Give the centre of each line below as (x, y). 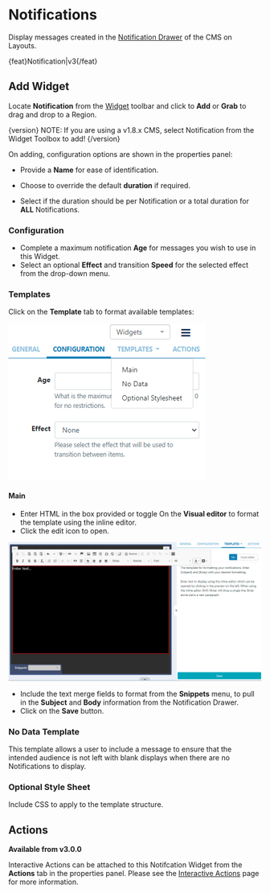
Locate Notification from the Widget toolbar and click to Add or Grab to (127, 105)
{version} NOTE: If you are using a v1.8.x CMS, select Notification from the (131, 130)
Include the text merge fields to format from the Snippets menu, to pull (137, 693)
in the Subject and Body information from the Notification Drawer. (129, 702)
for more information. (43, 882)
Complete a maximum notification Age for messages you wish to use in (138, 248)
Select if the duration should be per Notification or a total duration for (135, 201)
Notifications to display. (47, 766)
